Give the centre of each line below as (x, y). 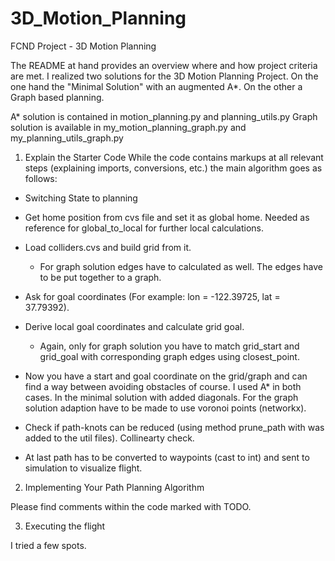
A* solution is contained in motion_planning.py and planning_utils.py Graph (164, 116)
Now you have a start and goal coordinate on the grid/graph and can (166, 376)
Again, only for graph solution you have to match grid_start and (169, 346)
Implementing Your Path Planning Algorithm (114, 487)
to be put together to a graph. (100, 277)
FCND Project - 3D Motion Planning (83, 46)
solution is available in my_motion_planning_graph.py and (128, 127)
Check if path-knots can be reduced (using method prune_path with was (174, 427)
